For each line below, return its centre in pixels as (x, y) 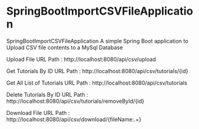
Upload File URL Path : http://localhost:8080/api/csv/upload (81, 59)
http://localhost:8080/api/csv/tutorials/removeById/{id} (75, 101)
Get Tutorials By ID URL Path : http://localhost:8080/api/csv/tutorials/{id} (97, 71)
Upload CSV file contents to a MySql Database (65, 47)
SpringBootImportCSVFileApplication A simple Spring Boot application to (97, 41)
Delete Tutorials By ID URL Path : (47, 94)
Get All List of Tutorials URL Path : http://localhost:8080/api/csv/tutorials (97, 83)
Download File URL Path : (38, 113)
